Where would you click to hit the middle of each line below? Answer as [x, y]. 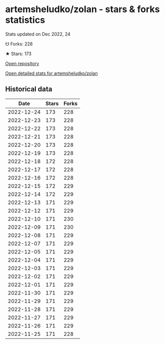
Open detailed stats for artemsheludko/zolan [51, 73]
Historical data [29, 89]
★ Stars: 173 [18, 54]
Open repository [22, 63]
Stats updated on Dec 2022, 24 [38, 34]
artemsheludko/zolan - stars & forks [82, 9]
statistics [25, 20]
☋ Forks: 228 [19, 44]
